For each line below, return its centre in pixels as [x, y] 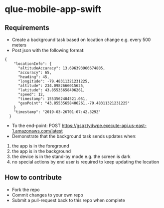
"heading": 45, [34, 77]
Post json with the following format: [48, 50]
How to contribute [33, 178]
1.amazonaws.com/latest [37, 131]
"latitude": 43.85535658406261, [51, 90]
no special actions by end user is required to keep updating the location [85, 162]
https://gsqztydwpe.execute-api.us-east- [104, 125]
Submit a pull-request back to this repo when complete [68, 200]
